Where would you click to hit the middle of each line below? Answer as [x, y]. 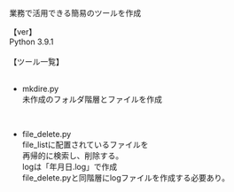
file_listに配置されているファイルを [85, 145]
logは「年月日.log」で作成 [70, 167]
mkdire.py [40, 88]
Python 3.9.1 [31, 42]
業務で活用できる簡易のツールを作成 [75, 13]
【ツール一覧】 [36, 61]
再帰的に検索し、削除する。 [73, 156]
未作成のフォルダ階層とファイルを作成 [92, 99]
